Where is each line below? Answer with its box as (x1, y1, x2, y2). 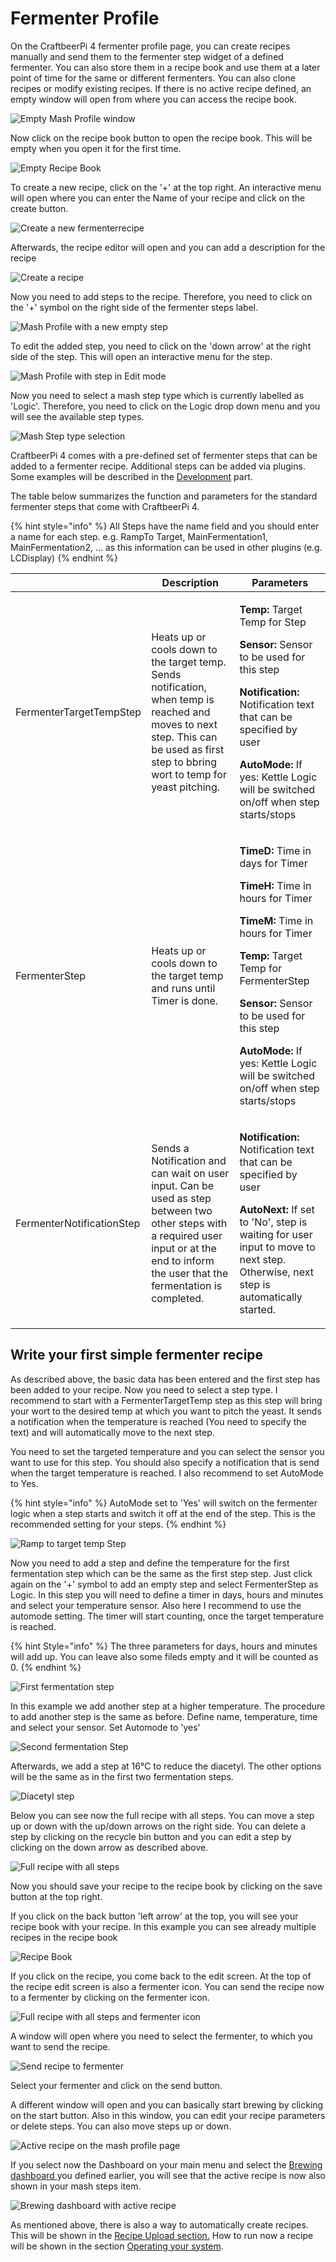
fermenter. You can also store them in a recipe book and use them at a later (10, 61, 321, 73)
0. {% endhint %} (10, 1661, 82, 1673)
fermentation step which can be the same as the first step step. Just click (10, 1567, 313, 1579)
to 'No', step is (239, 1215, 308, 1229)
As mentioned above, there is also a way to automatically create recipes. (10, 2218, 309, 2231)
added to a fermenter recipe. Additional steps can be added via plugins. (10, 460, 306, 472)
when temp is (151, 692, 215, 706)
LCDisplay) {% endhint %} (10, 552, 118, 564)
